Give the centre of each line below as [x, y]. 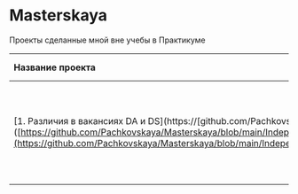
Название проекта [55, 67]
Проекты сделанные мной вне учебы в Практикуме [107, 40]
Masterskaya [59, 16]
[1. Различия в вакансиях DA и [80, 120]
